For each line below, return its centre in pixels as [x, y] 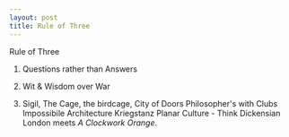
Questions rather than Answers [79, 69]
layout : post [34, 17]
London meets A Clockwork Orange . [90, 123]
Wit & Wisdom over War [66, 86]
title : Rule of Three [50, 26]
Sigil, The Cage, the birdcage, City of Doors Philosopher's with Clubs [150, 103]
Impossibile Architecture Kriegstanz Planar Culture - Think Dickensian [151, 113]
